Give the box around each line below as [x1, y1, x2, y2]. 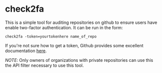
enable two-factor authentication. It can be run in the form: [5, 24, 123, 30]
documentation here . [5, 48, 47, 54]
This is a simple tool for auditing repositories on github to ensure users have [5, 19, 157, 25]
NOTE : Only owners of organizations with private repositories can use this [5, 57, 153, 63]
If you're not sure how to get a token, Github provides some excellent [5, 42, 144, 48]
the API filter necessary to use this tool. [5, 62, 84, 68]
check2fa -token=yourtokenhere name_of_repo [5, 34, 97, 39]
